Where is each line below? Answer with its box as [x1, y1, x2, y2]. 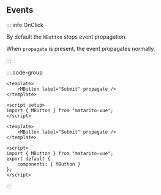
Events [6, 5, 34, 15]
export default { [6, 156, 51, 162]
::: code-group [6, 69, 43, 76]
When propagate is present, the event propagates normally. [6, 45, 155, 52]
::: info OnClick [6, 21, 44, 28]
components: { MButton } [17, 161, 81, 167]
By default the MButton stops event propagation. [6, 33, 127, 40]
